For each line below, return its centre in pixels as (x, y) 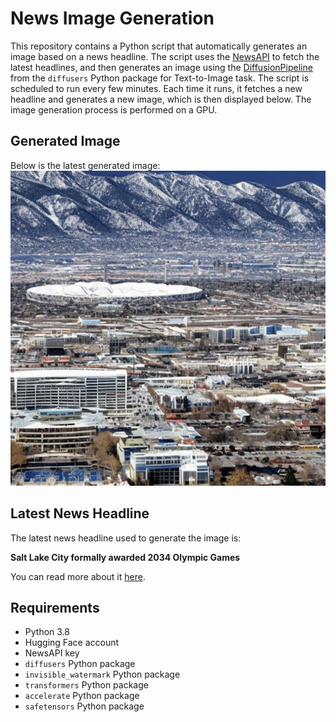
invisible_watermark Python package (102, 674)
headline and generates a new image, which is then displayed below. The (161, 99)
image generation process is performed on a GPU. (114, 109)
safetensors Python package (84, 706)
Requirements (55, 607)
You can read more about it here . (78, 576)
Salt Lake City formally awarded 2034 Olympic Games (125, 557)
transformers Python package (86, 685)
